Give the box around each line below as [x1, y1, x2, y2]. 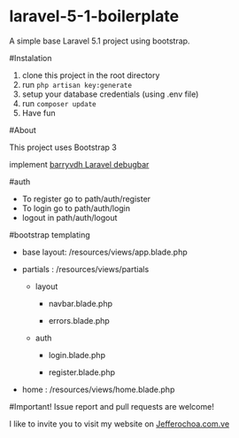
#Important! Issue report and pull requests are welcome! [9, 401, 214, 411]
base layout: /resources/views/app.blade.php [21, 246, 188, 257]
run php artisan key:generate [21, 79, 133, 90]
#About [9, 124, 37, 135]
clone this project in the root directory [21, 69, 160, 81]
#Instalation [9, 52, 52, 63]
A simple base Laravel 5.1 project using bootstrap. [9, 35, 190, 46]
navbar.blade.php [48, 298, 113, 309]
